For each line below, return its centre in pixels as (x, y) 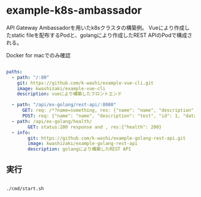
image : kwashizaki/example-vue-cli (61, 88)
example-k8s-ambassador (74, 10)
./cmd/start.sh (25, 189)
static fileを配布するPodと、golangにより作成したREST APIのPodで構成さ (102, 35)
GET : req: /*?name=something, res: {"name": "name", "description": (109, 110)
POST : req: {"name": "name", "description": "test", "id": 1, (101, 116)
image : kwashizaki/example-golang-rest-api (83, 144)
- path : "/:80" (31, 77)
